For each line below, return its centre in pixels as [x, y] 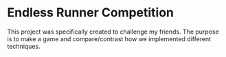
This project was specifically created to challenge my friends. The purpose [113, 32]
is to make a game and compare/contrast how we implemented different [109, 38]
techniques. [24, 46]
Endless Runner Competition [90, 13]
